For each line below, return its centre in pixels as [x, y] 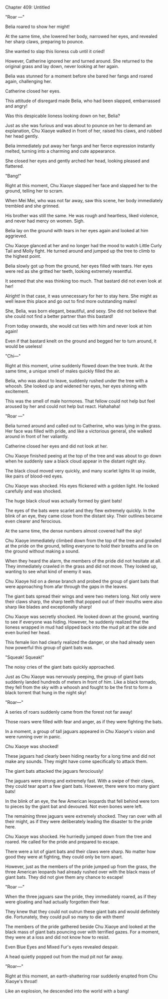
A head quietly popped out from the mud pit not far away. [64, 956]
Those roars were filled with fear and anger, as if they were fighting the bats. [84, 722]
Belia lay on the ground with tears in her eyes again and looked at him [77, 230]
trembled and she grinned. [32, 206]
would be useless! [24, 346]
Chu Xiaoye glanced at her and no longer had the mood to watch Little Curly [83, 245]
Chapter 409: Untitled [27, 7]
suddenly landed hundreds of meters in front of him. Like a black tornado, [81, 682]
